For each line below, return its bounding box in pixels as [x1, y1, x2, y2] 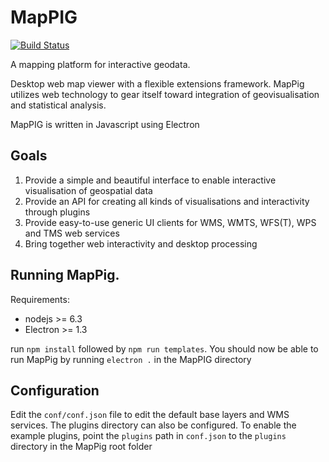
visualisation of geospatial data [24, 184, 153, 196]
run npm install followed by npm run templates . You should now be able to [10, 342, 319, 355]
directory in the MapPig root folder [10, 441, 153, 453]
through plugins [24, 206, 91, 218]
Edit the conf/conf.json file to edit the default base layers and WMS [10, 409, 290, 421]
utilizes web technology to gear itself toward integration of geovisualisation [10, 88, 320, 100]
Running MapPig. [10, 267, 120, 284]
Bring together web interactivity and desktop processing [24, 237, 258, 250]
